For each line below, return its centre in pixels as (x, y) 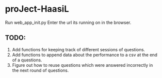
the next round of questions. (40, 70)
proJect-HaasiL (37, 9)
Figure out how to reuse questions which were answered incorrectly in (82, 65)
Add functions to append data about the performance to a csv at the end (85, 55)
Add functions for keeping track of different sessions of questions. (79, 49)
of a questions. (27, 60)
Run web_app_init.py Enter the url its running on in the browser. (68, 22)
